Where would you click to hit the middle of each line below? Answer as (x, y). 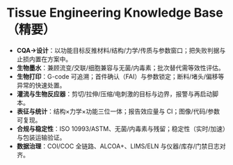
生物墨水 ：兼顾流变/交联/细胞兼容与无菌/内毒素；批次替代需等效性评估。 (120, 68)
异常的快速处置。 (41, 85)
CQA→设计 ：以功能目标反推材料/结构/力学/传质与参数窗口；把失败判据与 (121, 50)
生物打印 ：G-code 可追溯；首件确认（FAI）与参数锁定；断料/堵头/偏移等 (120, 76)
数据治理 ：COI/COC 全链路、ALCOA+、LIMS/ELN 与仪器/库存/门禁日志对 (121, 146)
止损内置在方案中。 (44, 59)
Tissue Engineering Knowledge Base (115, 13)
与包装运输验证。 (41, 137)
